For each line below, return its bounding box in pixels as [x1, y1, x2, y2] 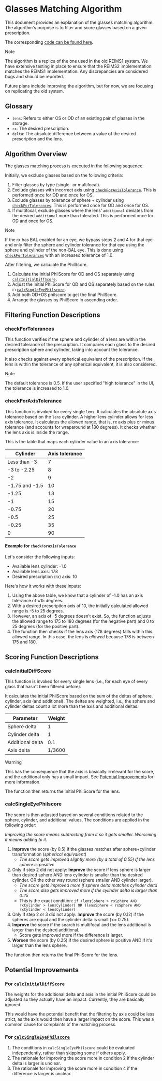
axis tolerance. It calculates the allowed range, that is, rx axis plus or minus [5, 419, 155, 425]
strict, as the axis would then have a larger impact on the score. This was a [5, 1016, 154, 1022]
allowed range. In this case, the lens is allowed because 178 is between [12, 633, 154, 640]
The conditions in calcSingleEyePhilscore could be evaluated [12, 1045, 135, 1050]
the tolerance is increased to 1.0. [5, 385, 70, 391]
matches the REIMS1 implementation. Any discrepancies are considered [5, 68, 148, 74]
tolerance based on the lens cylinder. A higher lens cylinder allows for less [5, 414, 154, 419]
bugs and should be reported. [5, 73, 64, 79]
